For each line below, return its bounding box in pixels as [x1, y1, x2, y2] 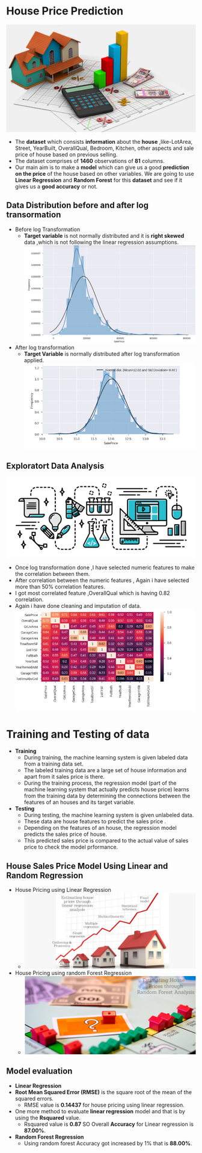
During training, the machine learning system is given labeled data [23, 754, 188, 761]
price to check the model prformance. [23, 844, 118, 851]
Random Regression [6, 870, 84, 880]
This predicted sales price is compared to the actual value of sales [23, 837, 189, 844]
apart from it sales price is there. [23, 773, 105, 781]
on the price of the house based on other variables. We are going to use [14, 170, 194, 177]
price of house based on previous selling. [14, 150, 118, 158]
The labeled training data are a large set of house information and [23, 767, 187, 774]
